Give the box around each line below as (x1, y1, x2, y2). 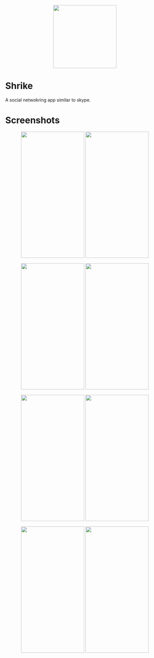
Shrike (5, 80, 33, 92)
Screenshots (5, 115, 60, 126)
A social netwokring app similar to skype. (5, 96, 91, 103)
